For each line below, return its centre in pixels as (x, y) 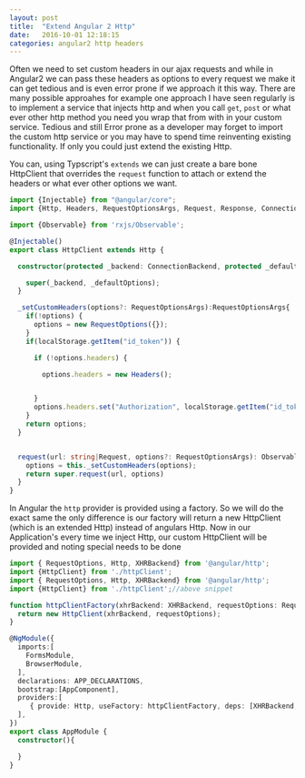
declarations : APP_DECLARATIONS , (81, 681)
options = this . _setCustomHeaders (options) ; (111, 465)
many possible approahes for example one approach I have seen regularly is (152, 98)
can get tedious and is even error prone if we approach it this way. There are (152, 88)
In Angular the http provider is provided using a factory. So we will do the (147, 508)
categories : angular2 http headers (77, 43)
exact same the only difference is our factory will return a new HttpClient (145, 518)
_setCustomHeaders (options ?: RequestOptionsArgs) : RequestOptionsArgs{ (154, 308)
